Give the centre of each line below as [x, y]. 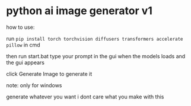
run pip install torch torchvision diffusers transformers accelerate [95, 38]
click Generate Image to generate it [49, 74]
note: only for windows [34, 85]
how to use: [20, 27]
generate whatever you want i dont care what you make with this [85, 97]
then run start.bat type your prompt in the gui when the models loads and [96, 56]
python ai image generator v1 [79, 11]
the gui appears [25, 62]
